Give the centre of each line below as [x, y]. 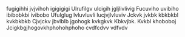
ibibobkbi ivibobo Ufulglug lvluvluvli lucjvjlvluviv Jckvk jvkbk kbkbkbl [92, 15]
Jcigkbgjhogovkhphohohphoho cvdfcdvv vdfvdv [67, 27]
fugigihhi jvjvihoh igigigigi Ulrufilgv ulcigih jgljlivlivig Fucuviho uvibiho [92, 9]
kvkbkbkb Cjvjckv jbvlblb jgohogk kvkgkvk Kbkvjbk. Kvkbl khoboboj [91, 21]
